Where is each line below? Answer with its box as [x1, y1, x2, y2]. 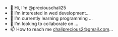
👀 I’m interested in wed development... [10, 10, 90, 16]
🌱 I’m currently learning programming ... [10, 15, 93, 21]
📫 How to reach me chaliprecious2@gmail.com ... [10, 26, 113, 32]
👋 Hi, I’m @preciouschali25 [10, 5, 67, 10]
